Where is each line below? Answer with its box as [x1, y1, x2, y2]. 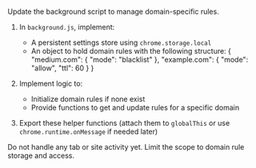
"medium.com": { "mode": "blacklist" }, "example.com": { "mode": [30, 55, 249, 64]
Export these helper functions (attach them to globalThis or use [18, 118, 230, 127]
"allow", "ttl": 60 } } [30, 63, 94, 73]
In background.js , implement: [18, 22, 115, 31]
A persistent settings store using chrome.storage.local [30, 38, 212, 47]
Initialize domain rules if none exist [30, 94, 146, 103]
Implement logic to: [18, 79, 83, 88]
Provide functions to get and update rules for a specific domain [30, 103, 240, 112]
